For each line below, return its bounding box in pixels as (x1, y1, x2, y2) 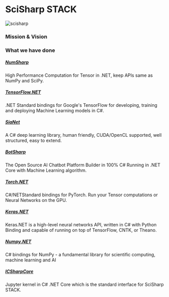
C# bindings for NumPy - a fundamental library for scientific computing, (5, 251, 156, 257)
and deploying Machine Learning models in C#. (5, 107, 104, 113)
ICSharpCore (5, 269, 34, 275)
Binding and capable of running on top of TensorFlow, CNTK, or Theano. (5, 227, 157, 233)
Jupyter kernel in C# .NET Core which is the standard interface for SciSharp (5, 281, 164, 287)
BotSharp (5, 149, 26, 155)
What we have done (5, 47, 55, 54)
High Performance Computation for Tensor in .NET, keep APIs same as (5, 72, 153, 78)
